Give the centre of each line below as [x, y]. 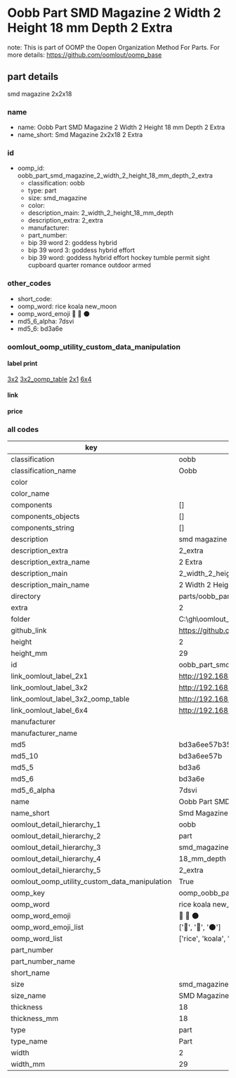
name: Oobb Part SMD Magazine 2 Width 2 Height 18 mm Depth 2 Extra [121, 127]
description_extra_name [50, 562]
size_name [28, 996]
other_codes [29, 284]
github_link [29, 631]
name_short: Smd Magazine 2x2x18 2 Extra [80, 135]
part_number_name [43, 961]
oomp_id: [31, 168]
